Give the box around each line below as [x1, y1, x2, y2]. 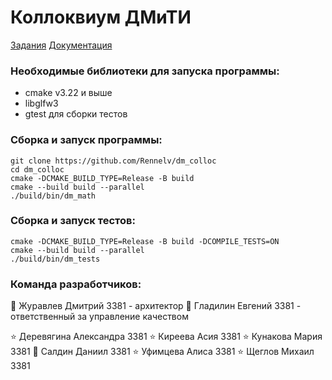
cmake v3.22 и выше [24, 87, 113, 99]
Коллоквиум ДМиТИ [10, 6, 192, 29]
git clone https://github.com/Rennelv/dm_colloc [10, 156, 217, 166]
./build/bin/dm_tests [10, 254, 101, 264]
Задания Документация [10, 39, 113, 51]
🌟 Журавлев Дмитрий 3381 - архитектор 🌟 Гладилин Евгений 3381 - [10, 300, 302, 312]
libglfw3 [24, 97, 59, 110]
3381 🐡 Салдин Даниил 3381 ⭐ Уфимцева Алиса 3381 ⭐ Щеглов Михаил [10, 346, 315, 358]
